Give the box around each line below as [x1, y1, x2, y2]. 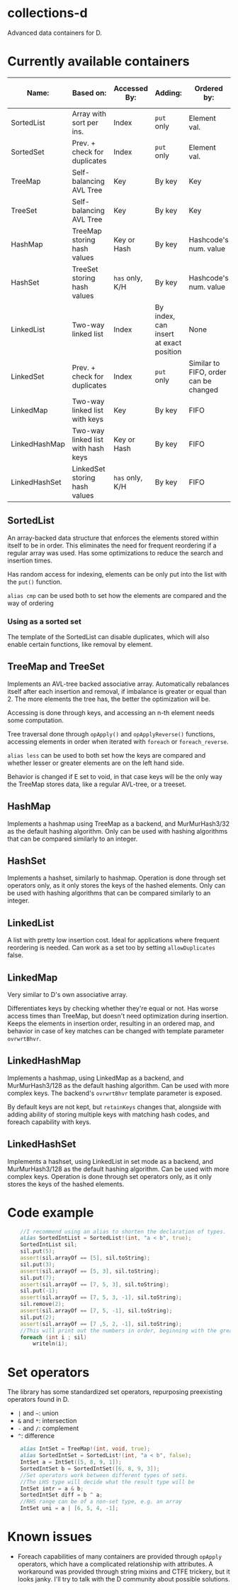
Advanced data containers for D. [7, 28, 103, 37]
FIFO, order [188, 367, 227, 377]
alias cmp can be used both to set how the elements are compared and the [7, 591, 227, 599]
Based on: [72, 87, 107, 97]
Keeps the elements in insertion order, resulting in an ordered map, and [7, 1019, 215, 1028]
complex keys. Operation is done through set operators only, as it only [7, 1172, 212, 1180]
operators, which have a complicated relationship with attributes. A [17, 1559, 214, 1568]
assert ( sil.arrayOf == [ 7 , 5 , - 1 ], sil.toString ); [20, 1307, 173, 1314]
